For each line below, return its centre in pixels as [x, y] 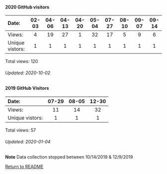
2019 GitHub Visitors [27, 88]
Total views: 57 [21, 130]
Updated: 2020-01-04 [28, 142]
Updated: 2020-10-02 [28, 73]
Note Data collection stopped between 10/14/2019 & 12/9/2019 [69, 157]
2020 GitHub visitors [27, 7]
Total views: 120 [22, 61]
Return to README [24, 167]
